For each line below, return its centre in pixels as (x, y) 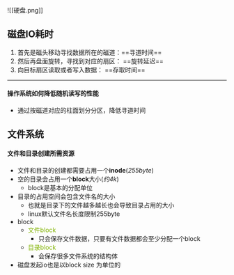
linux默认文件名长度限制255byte (74, 214)
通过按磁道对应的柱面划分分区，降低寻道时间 (81, 111)
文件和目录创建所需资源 (41, 153)
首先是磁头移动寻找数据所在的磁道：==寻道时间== (89, 52)
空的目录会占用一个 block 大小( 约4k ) (68, 179)
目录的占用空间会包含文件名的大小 (66, 196)
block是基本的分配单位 (60, 187)
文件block (42, 230)
